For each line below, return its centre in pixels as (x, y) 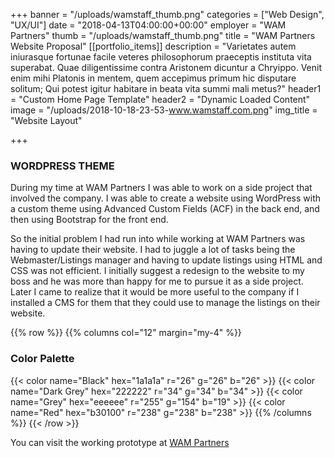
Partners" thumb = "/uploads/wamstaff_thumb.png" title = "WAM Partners (163, 35)
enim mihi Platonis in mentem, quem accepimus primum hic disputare (153, 78)
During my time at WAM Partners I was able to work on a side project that (161, 188)
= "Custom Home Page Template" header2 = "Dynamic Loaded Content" (160, 99)
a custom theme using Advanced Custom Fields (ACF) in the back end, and (165, 209)
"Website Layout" (46, 120)
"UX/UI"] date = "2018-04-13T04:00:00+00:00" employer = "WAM (148, 25)
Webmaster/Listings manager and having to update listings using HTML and (166, 260)
